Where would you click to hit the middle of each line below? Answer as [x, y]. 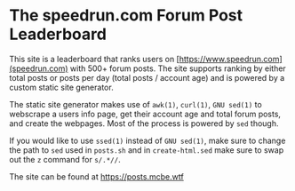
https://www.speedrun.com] [231, 59]
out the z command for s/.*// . [65, 159]
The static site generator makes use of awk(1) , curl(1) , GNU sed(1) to [136, 104]
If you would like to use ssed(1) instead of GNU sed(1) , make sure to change [147, 140]
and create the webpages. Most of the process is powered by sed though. [144, 123]
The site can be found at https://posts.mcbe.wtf [96, 176]
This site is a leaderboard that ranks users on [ [94, 59]
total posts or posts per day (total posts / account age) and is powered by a [147, 77]
